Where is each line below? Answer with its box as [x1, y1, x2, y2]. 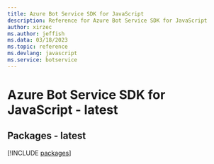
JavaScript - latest [7, 102, 118, 117]
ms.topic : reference [7, 43, 69, 50]
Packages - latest [7, 130, 86, 142]
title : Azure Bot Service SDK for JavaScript [7, 10, 144, 18]
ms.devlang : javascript [7, 50, 78, 57]
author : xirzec [7, 23, 52, 30]
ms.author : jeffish [7, 30, 65, 37]
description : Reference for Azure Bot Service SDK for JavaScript [7, 17, 208, 24]
